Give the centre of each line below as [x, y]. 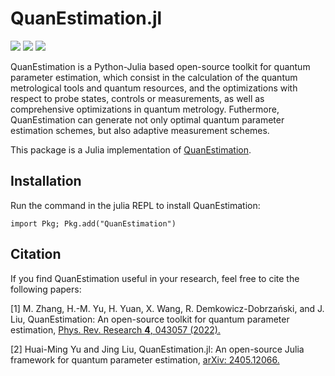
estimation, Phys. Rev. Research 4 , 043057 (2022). [115, 329]
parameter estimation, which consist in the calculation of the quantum [154, 77]
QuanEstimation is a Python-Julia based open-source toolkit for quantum [160, 66]
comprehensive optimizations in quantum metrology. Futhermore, [145, 109]
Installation [46, 181]
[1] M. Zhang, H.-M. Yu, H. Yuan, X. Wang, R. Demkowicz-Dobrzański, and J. [167, 308]
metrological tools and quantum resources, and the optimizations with [154, 88]
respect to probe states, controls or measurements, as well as [137, 98]
